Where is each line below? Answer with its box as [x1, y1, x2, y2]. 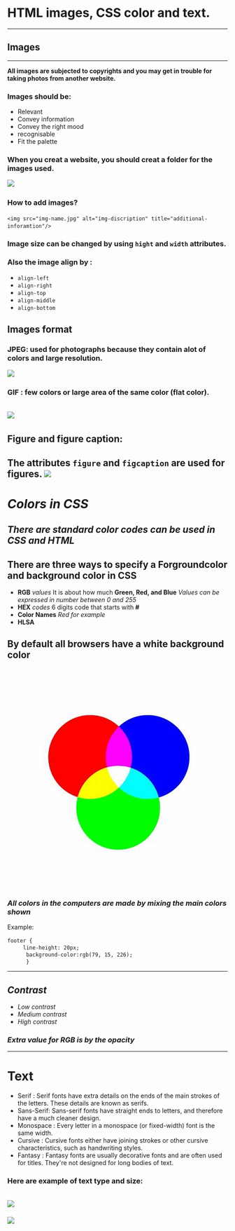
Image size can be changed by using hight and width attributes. [7, 238, 227, 248]
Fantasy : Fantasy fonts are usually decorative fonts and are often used [17, 1151, 222, 1159]
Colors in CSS [7, 496, 89, 512]
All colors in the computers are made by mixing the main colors [7, 898, 227, 908]
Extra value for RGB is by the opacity [7, 1035, 135, 1045]
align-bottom [17, 304, 56, 311]
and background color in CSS [7, 569, 137, 581]
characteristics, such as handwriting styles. [17, 1144, 143, 1152]
